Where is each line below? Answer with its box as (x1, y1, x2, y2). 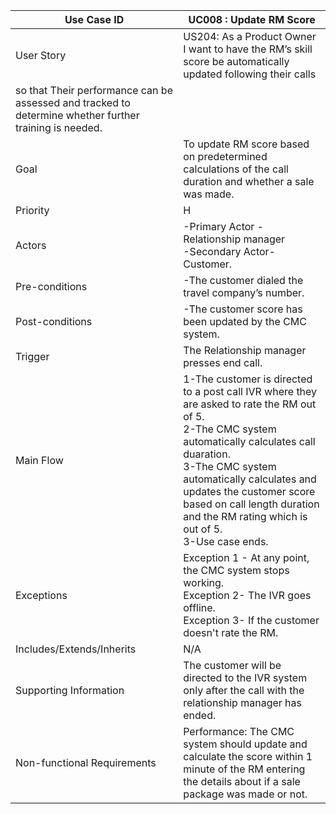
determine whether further (15, 109, 140, 122)
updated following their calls (183, 67, 317, 81)
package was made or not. (183, 787, 308, 801)
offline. (183, 601, 216, 614)
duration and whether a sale (183, 175, 315, 188)
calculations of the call (183, 162, 289, 176)
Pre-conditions (15, 280, 88, 293)
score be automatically (183, 55, 290, 68)
